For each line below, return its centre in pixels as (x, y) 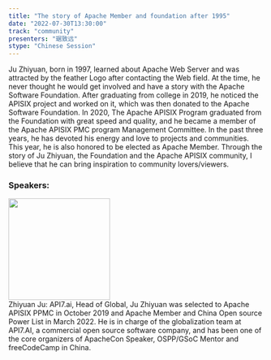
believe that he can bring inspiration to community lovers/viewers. (119, 164)
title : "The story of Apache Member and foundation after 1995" (119, 16)
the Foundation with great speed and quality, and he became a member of (132, 121)
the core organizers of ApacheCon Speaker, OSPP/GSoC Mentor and (124, 339)
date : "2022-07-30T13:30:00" (58, 24)
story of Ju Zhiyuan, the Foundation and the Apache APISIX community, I (131, 156)
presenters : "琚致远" (43, 39)
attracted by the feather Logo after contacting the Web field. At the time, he (135, 78)
